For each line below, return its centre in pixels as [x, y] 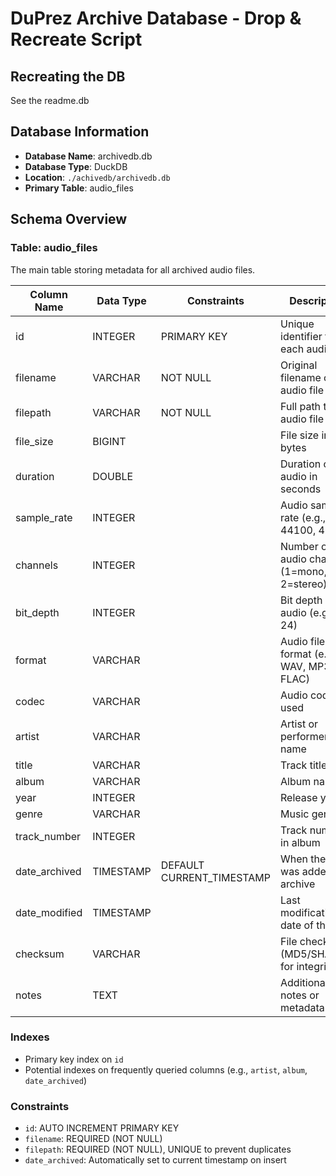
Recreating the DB [68, 76]
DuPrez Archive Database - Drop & [156, 18]
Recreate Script [76, 39]
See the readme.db [50, 100]
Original [299, 365]
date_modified [49, 912]
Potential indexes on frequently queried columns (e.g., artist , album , [166, 1069]
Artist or [299, 724]
